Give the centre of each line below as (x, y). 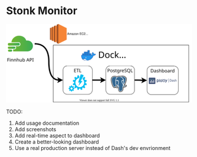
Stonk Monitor (42, 11)
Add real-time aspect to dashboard (57, 136)
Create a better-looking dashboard (57, 142)
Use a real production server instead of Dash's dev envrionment (93, 148)
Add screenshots (35, 129)
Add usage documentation (47, 123)
